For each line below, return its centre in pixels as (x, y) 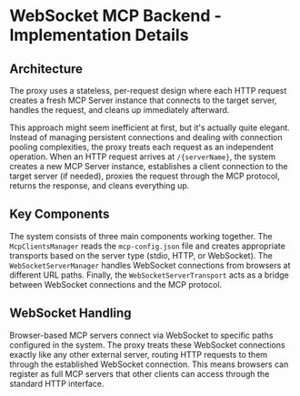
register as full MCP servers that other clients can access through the (140, 373)
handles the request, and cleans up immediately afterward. (120, 110)
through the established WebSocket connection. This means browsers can (149, 364)
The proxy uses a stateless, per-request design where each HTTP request (148, 91)
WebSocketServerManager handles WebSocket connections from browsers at (150, 265)
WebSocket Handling (70, 314)
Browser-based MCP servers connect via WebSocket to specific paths (141, 335)
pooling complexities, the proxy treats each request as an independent (142, 147)
